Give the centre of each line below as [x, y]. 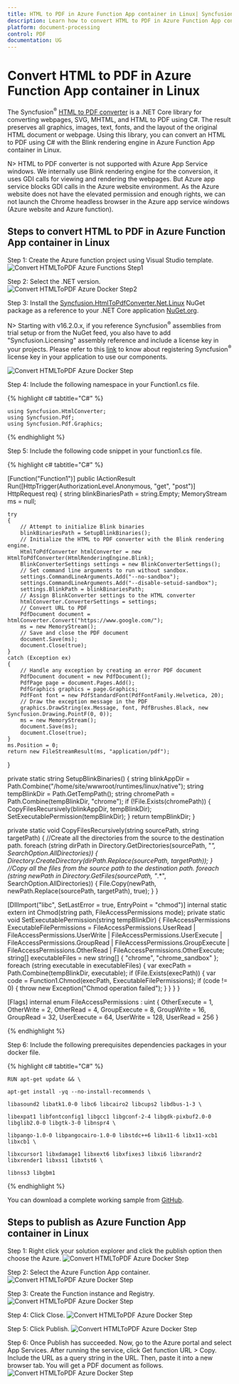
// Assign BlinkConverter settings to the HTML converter [108, 595]
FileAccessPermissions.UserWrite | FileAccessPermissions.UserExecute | [115, 935]
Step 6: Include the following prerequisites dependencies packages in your [117, 1044]
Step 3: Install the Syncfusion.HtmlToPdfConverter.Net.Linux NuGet [106, 302]
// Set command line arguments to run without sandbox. [105, 570]
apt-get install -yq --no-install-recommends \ [79, 1092]
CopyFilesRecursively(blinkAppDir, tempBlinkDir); [80, 809]
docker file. [24, 1052]
